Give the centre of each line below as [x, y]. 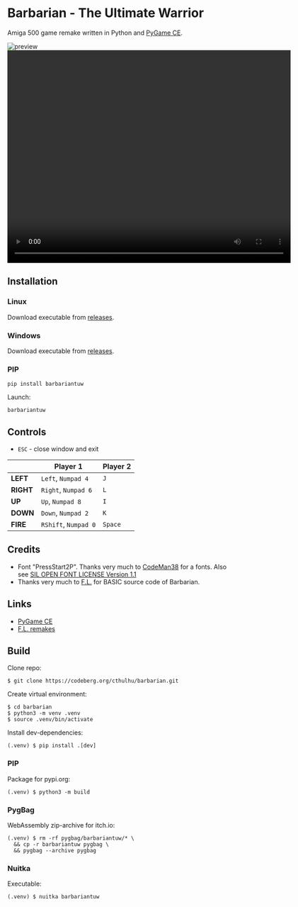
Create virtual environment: [47, 694]
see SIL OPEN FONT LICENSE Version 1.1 [77, 574]
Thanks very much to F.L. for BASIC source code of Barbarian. [109, 582]
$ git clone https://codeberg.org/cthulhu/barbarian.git [93, 681]
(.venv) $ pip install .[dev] [52, 746]
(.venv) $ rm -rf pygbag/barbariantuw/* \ [71, 838]
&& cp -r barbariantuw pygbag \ [62, 845]
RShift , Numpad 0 [69, 525]
